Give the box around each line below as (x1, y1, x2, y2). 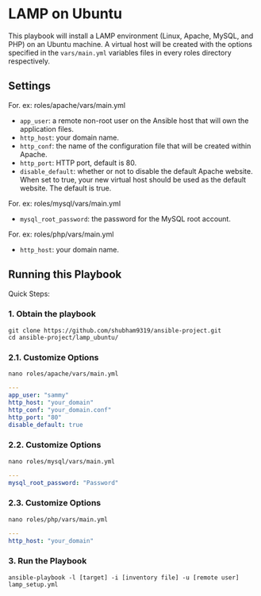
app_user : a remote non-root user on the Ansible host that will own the (19, 116, 249, 125)
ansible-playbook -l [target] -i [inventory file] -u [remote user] (8, 573, 240, 582)
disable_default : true (8, 421, 83, 429)
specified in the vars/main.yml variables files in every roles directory (8, 48, 232, 57)
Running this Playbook (8, 267, 122, 282)
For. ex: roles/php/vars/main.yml (8, 229, 114, 239)
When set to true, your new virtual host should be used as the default (19, 175, 247, 184)
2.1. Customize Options (8, 352, 99, 363)
